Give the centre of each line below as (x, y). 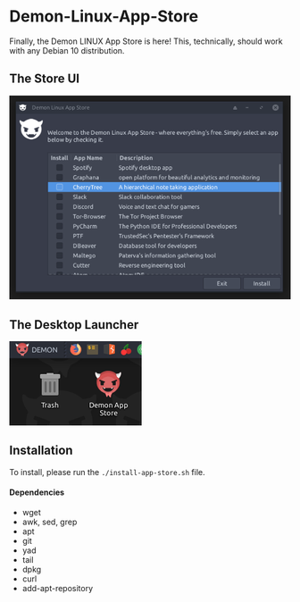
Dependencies (37, 492)
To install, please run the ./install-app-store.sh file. (107, 472)
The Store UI (45, 79)
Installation (41, 451)
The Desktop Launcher (74, 325)
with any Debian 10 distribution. (67, 50)
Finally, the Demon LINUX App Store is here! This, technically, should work (146, 41)
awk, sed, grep (50, 522)
